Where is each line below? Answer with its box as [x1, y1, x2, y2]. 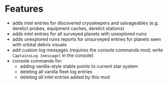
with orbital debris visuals [12, 41, 67, 47]
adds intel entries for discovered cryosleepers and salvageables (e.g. [12, 20, 159, 26]
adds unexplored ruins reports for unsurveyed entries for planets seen [12, 36, 161, 42]
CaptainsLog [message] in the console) [12, 52, 94, 59]
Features [5, 3, 44, 15]
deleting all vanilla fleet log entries [20, 68, 93, 74]
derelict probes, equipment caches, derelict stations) [12, 25, 124, 31]
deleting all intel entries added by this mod [20, 74, 110, 80]
